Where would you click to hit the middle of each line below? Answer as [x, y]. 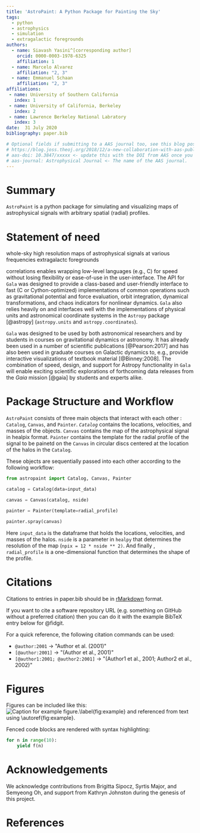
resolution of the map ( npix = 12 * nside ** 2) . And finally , [81, 546]
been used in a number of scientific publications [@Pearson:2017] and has [98, 346]
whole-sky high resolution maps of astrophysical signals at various [88, 253]
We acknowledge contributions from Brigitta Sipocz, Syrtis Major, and [91, 787]
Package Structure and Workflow [90, 402]
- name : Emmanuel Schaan [42, 78]
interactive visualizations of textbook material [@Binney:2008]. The [89, 359]
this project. [21, 799]
